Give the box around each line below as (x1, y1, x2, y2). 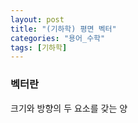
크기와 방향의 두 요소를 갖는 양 (10, 102, 128, 114)
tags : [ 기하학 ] (10, 42, 68, 53)
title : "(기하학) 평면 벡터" (10, 24, 117, 34)
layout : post (10, 14, 65, 25)
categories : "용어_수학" (10, 33, 106, 43)
